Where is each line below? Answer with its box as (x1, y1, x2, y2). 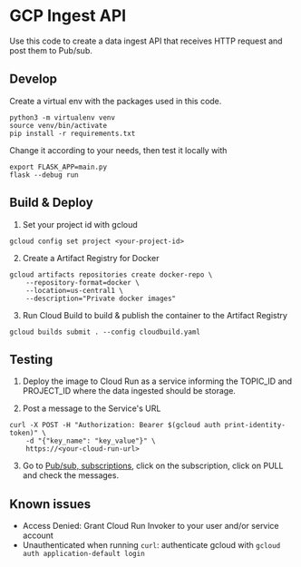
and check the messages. (22, 470, 120, 481)
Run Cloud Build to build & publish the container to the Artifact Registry (22, 309, 288, 320)
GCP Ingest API (9, 5, 127, 26)
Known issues (9, 496, 92, 512)
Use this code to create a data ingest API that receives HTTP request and (9, 35, 283, 46)
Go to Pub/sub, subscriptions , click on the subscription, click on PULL (22, 460, 284, 472)
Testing (9, 351, 53, 367)
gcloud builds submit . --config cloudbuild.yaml (9, 327, 201, 337)
